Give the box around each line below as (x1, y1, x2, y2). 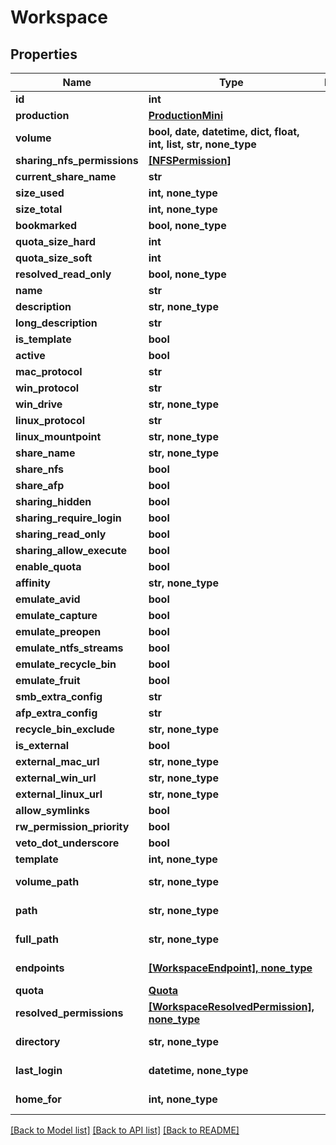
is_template (15, 332, 72, 346)
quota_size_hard (15, 235, 96, 248)
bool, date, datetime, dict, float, (148, 125, 300, 138)
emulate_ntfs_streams (15, 641, 124, 655)
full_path (15, 932, 59, 946)
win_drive (15, 397, 63, 411)
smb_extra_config (15, 690, 103, 703)
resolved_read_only (15, 267, 112, 281)
